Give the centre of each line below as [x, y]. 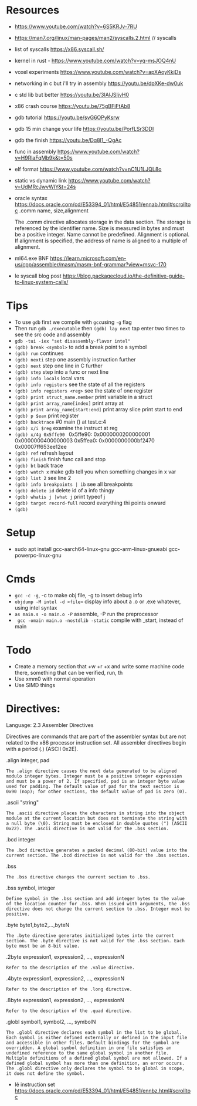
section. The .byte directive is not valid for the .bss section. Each [95, 941]
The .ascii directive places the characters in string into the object [95, 813]
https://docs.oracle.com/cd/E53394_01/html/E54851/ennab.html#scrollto [103, 204]
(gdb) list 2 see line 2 [43, 478]
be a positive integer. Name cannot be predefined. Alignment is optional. [102, 234]
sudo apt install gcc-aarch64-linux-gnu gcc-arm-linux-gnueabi [91, 549]
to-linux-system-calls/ [41, 282]
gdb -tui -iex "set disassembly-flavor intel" [72, 341]
